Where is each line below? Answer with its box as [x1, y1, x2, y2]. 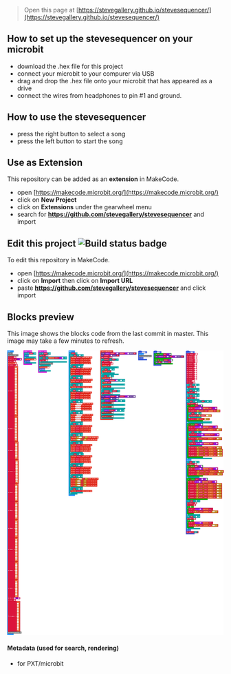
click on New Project [16, 196, 77, 204]
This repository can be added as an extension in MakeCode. [7, 175, 179, 183]
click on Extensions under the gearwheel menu [16, 203, 153, 211]
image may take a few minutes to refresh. [7, 337, 124, 345]
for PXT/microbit [16, 660, 64, 668]
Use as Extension [7, 157, 83, 169]
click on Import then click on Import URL [16, 277, 133, 285]
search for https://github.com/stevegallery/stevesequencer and [16, 210, 205, 219]
